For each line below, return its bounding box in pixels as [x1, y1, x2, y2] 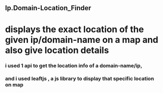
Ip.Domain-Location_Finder [5, 4, 92, 12]
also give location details [5, 44, 109, 56]
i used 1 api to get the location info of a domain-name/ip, [5, 62, 142, 69]
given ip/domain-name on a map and [5, 34, 159, 45]
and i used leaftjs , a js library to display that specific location [5, 75, 154, 82]
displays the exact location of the [5, 24, 144, 35]
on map [5, 81, 24, 88]
